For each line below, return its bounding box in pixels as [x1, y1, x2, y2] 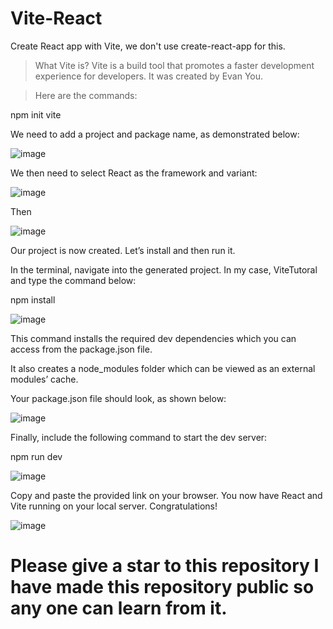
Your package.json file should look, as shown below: [10, 392, 227, 404]
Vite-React [10, 7, 103, 30]
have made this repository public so [10, 576, 315, 599]
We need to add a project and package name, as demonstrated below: [10, 128, 300, 140]
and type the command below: [10, 274, 137, 286]
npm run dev [10, 450, 63, 462]
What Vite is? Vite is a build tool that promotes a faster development [34, 59, 315, 71]
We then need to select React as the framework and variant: [10, 167, 258, 179]
